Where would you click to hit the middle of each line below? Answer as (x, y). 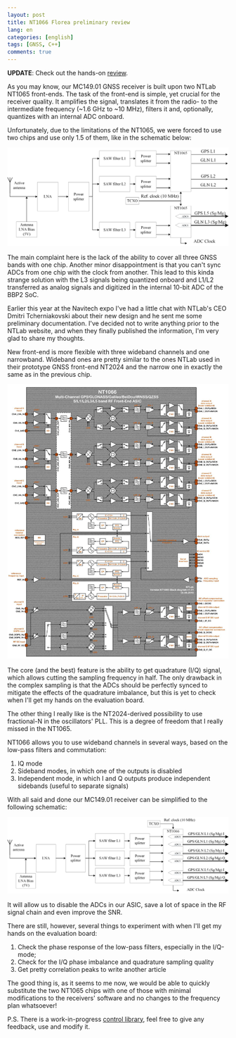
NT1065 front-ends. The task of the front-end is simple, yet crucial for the (114, 94)
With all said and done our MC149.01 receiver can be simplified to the (107, 799)
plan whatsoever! (32, 1005)
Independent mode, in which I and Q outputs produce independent (114, 778)
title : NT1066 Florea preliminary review (69, 22)
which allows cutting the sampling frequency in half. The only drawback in (115, 677)
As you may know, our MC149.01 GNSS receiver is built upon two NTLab (112, 87)
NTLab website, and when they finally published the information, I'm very (113, 330)
